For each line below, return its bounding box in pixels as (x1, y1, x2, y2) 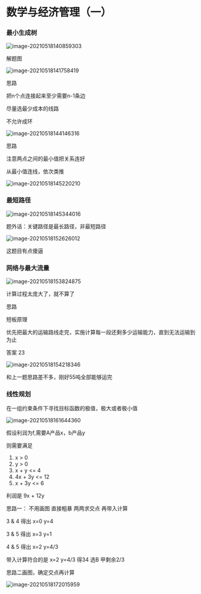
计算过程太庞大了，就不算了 (6, 290, 75, 298)
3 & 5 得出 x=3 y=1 (6, 531, 52, 538)
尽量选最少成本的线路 (6, 105, 59, 112)
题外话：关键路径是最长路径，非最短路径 (6, 222, 106, 230)
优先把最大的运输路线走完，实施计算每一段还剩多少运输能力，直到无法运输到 (6, 329, 196, 336)
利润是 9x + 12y (6, 492, 45, 499)
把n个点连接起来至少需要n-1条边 (6, 92, 86, 99)
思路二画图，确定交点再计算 (6, 569, 75, 576)
